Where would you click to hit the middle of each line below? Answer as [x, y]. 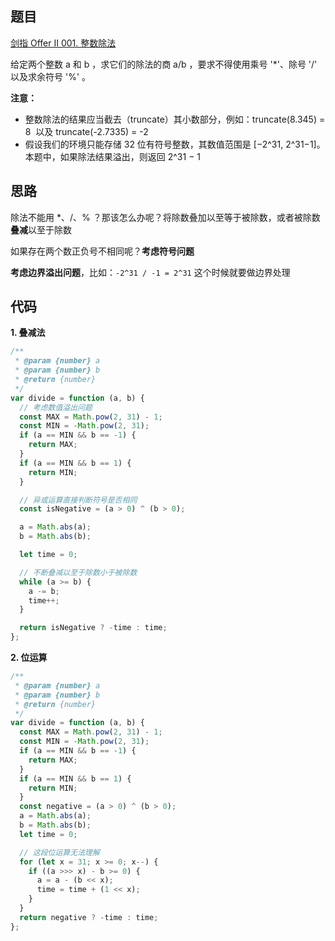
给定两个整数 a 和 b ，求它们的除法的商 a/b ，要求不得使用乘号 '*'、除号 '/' [164, 64]
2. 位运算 [29, 658]
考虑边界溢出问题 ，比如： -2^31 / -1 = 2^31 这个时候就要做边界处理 [150, 272]
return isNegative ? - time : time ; [93, 628]
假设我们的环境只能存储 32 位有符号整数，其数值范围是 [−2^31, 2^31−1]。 [175, 144]
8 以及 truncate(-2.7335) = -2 [86, 131]
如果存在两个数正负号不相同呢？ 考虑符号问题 [102, 251]
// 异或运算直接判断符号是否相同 [78, 500]
